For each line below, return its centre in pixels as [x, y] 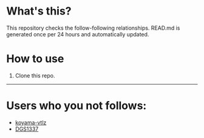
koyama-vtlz [31, 122]
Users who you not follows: [76, 106]
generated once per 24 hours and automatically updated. [78, 34]
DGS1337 [27, 129]
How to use [35, 59]
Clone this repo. [35, 75]
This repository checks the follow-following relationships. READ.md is [93, 28]
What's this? [39, 11]
